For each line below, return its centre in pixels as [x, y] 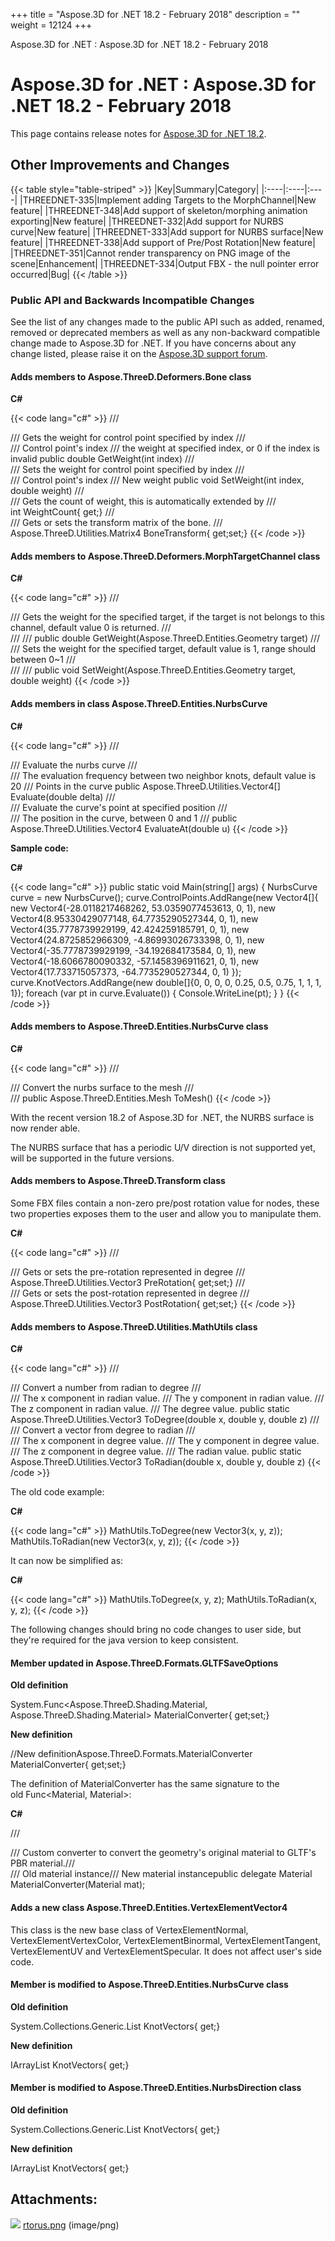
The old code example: [57, 1492]
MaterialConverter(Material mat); [78, 1885]
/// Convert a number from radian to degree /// [106, 1388]
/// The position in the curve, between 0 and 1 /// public [124, 818]
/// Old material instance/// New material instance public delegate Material [161, 1874]
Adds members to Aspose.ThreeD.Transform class [118, 1181]
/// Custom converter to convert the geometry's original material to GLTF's [163, 1853]
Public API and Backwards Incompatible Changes [132, 300]
